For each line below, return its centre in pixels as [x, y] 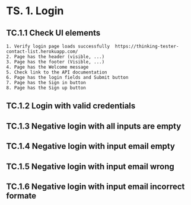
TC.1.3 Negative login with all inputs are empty [94, 126]
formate [21, 196]
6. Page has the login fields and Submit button [67, 78]
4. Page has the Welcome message [47, 67]
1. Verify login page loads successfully [58, 46]
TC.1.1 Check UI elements [53, 33]
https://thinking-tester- [147, 46]
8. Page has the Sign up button [46, 88]
